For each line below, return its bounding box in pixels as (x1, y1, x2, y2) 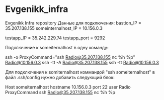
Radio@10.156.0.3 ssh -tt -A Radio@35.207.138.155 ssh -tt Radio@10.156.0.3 (5, 59, 159, 65)
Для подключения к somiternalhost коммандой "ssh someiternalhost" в (5, 69, 155, 75)
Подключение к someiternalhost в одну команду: (5, 44, 109, 50)
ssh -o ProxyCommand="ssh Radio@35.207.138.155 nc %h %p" (5, 54, 135, 60)
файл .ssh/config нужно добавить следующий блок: (5, 74, 115, 80)
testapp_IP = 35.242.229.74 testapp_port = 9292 (5, 35, 105, 41)
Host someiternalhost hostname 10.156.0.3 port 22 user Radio (5, 84, 131, 90)
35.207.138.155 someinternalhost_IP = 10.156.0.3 (5, 25, 103, 31)
